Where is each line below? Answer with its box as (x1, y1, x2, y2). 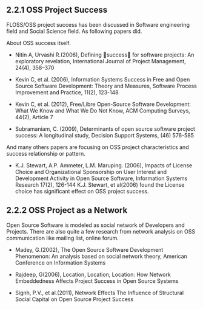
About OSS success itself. (6, 39, 71, 46)
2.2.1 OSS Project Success (6, 5, 108, 15)
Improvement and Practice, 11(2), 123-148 (15, 88, 119, 96)
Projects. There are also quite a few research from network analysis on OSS (6, 227, 196, 235)
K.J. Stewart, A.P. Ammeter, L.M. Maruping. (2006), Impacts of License (15, 161, 193, 169)
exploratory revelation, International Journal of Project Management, (15, 57, 186, 64)
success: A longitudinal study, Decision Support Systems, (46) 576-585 (15, 131, 194, 139)
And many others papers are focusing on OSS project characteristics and (6, 143, 189, 151)
